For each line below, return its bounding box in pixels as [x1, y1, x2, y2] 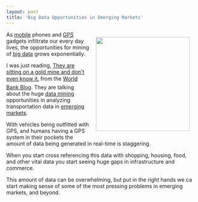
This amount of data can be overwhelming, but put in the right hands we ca [6, 176, 193, 183]
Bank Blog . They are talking [6, 84, 74, 91]
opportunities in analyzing [6, 96, 71, 103]
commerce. [6, 164, 35, 171]
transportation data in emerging [6, 103, 85, 110]
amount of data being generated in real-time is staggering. [6, 139, 151, 147]
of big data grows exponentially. [6, 50, 86, 57]
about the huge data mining [6, 90, 74, 97]
